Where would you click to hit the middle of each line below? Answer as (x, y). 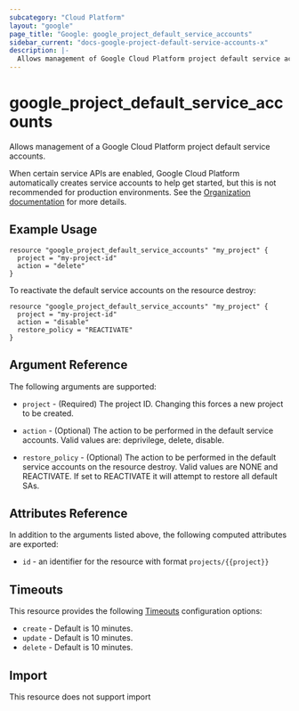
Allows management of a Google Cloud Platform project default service (140, 146)
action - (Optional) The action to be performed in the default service (148, 430)
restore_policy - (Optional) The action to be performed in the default (149, 457)
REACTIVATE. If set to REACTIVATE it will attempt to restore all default (149, 476)
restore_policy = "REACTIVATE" (75, 330)
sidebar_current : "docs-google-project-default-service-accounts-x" (139, 42)
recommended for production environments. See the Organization (130, 192)
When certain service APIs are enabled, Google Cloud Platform (125, 173)
